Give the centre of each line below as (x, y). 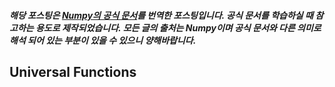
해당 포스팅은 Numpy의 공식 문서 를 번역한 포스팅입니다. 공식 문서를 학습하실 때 (161, 15)
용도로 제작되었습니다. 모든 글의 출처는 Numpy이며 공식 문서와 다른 (165, 27)
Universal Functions (73, 71)
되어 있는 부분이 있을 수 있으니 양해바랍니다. (112, 40)
